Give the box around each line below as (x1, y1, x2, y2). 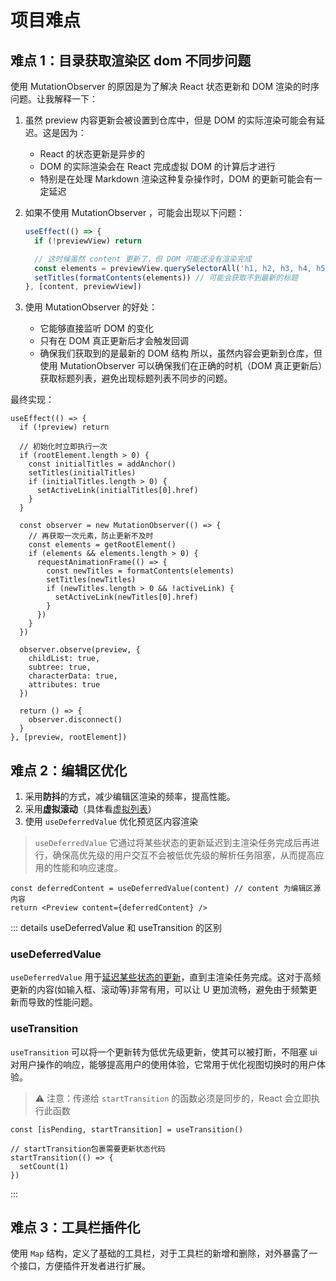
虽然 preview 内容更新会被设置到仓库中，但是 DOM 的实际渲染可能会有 (24, 114, 317, 126)
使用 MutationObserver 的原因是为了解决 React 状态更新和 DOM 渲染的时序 (10, 81, 320, 92)
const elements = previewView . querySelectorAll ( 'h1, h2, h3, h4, (34, 263, 313, 273)
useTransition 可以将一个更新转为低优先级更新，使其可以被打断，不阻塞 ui (10, 1046, 318, 1058)
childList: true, (28, 654, 101, 664)
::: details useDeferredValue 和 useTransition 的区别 (10, 922, 222, 934)
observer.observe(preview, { (19, 645, 141, 655)
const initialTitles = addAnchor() (28, 459, 177, 470)
